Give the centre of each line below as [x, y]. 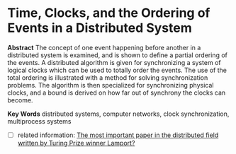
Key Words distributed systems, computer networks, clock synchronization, [118, 114]
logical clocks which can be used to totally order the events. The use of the [117, 70]
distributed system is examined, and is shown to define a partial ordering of [118, 55]
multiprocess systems [39, 121]
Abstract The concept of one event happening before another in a [104, 47]
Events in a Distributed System [100, 28]
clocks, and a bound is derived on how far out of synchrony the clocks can [117, 93]
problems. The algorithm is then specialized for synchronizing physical [111, 85]
